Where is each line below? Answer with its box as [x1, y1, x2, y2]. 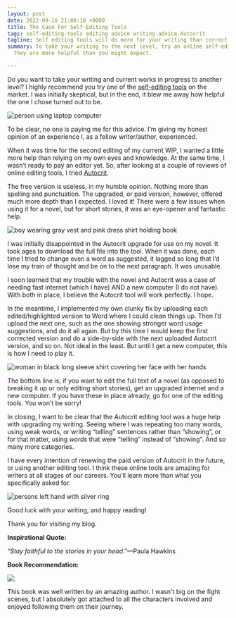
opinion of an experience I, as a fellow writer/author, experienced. [7, 132, 198, 141]
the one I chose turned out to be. [7, 97, 103, 106]
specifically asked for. [7, 478, 71, 487]
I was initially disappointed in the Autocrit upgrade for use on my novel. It [7, 239, 218, 247]
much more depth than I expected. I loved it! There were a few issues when [7, 197, 225, 205]
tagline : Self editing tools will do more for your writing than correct [7, 37, 228, 44]
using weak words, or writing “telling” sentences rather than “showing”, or [7, 427, 221, 435]
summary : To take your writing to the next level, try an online [7, 43, 202, 50]
